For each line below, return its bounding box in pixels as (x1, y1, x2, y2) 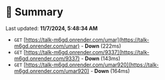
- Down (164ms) (90, 67, 130, 74)
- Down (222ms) (80, 42, 122, 49)
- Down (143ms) (80, 55, 121, 62)
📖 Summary (5, 5, 63, 19)
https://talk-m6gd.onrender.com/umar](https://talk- (25, 36, 150, 43)
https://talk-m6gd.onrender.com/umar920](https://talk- (25, 61, 159, 68)
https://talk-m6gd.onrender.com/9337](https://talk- (25, 48, 150, 55)
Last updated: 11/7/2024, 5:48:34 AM (5, 25, 98, 32)
